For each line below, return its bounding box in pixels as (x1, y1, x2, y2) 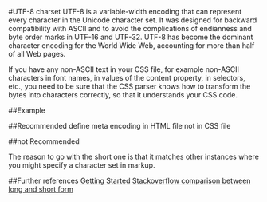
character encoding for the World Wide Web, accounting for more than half (8, 41, 255, 50)
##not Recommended (8, 137, 80, 146)
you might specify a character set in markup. (8, 160, 155, 170)
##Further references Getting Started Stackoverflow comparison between (8, 176, 251, 185)
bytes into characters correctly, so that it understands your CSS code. (8, 90, 238, 99)
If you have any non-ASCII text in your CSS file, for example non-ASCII (8, 65, 240, 74)
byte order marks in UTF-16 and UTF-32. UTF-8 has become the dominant (8, 32, 253, 42)
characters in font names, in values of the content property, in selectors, (8, 73, 245, 82)
